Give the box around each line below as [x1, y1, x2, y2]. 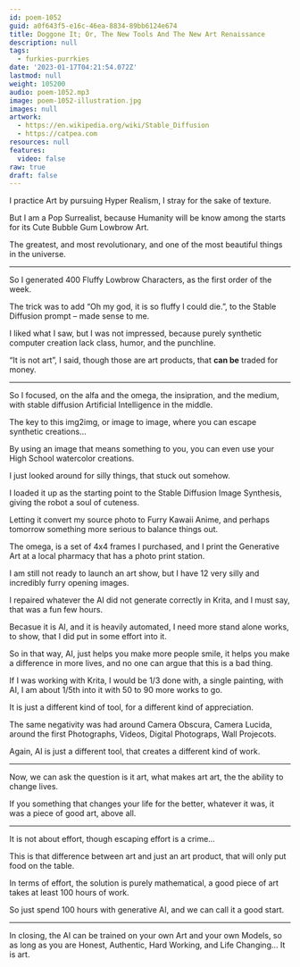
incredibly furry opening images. [9, 578, 129, 588]
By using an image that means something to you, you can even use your [9, 444, 275, 454]
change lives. [9, 781, 59, 792]
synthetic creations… [9, 426, 87, 438]
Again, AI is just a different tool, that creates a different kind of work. [9, 746, 261, 757]
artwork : [9, 113, 42, 121]
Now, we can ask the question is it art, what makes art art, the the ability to [9, 771, 284, 782]
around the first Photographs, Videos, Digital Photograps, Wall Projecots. [9, 729, 277, 739]
